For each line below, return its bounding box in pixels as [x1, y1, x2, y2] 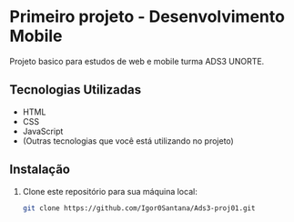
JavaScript [22, 126, 64, 136]
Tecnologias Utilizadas [9, 82, 142, 97]
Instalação [9, 162, 71, 177]
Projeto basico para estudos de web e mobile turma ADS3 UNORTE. [9, 55, 265, 66]
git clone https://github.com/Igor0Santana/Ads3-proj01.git [22, 203, 256, 213]
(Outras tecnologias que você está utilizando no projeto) [22, 135, 234, 146]
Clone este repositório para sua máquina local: [22, 186, 198, 197]
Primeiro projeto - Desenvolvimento [9, 6, 285, 27]
